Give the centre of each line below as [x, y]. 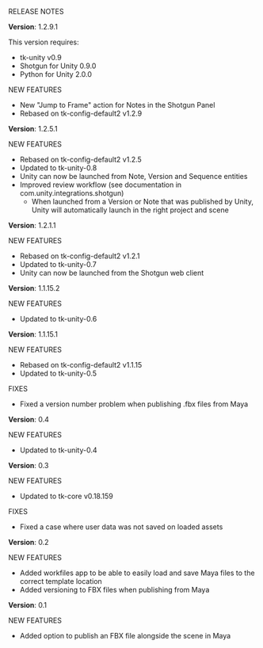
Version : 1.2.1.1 [32, 225]
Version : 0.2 [29, 542]
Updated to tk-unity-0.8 [58, 168]
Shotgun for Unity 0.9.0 [58, 66]
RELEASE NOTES [36, 11]
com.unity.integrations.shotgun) [72, 193]
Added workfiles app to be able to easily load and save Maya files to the [137, 573]
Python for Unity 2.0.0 [56, 74]
